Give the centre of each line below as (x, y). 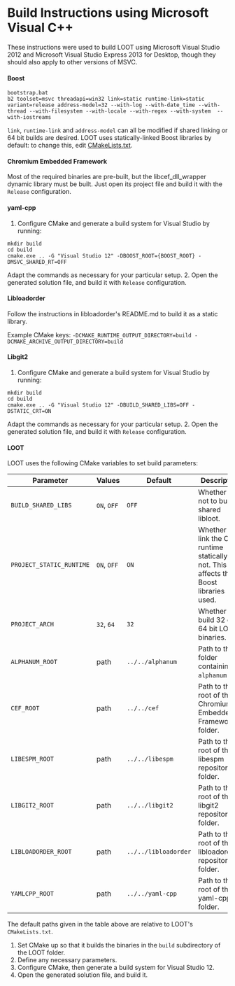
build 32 (212, 620)
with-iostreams (29, 118)
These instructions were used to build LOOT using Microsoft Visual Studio (114, 47)
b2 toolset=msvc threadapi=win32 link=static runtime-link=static (106, 99)
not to (208, 501)
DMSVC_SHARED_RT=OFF (37, 262)
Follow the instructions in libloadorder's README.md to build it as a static (113, 314)
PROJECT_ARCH (33, 625)
